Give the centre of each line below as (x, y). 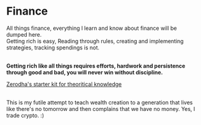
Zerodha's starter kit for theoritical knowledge (64, 84)
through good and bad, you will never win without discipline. (85, 72)
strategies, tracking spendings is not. (53, 48)
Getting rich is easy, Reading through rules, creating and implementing (95, 41)
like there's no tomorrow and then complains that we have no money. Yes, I (101, 109)
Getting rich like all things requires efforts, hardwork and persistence (96, 66)
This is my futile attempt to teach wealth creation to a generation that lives (100, 102)
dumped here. (24, 34)
